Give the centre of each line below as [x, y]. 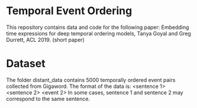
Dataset [26, 64]
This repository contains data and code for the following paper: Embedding [98, 27]
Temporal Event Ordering [69, 11]
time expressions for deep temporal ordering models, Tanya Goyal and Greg [98, 33]
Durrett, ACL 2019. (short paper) [45, 40]
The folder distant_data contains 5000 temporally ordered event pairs [91, 80]
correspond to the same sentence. [48, 99]
